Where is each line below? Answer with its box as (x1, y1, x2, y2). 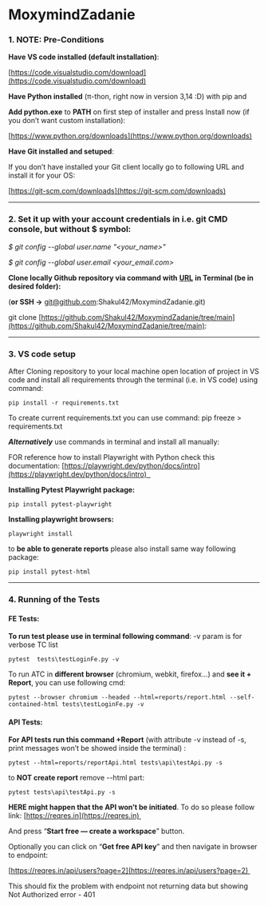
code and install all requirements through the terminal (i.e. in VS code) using (8, 375, 258, 385)
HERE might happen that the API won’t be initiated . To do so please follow (8, 802, 255, 812)
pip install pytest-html (8, 568, 91, 577)
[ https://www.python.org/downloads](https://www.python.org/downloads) (8, 131, 253, 141)
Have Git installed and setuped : (8, 146, 114, 157)
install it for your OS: (8, 170, 76, 181)
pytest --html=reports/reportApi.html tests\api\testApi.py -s (8, 759, 223, 767)
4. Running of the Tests (8, 594, 100, 605)
